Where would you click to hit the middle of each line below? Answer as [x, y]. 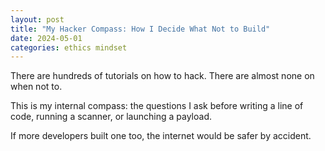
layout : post [37, 19]
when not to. [36, 87]
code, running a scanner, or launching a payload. [111, 117]
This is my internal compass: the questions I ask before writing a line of [157, 106]
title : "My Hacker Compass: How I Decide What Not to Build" [140, 29]
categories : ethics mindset [69, 47]
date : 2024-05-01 [46, 38]
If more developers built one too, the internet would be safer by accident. [161, 136]
